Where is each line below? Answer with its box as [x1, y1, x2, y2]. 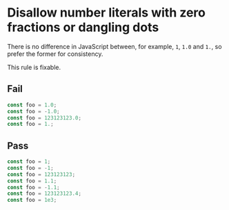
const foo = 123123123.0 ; [7, 114, 81, 122]
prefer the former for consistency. [7, 50, 103, 58]
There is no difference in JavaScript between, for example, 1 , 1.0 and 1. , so [7, 42, 222, 50]
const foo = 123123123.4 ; [7, 190, 81, 198]
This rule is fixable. [7, 63, 61, 71]
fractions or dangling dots [7, 19, 159, 35]
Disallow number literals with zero [7, 5, 206, 21]
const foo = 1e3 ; [7, 197, 57, 204]
